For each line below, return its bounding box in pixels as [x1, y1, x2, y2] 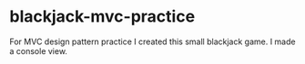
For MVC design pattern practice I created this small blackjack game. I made [9, 36, 296, 47]
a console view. [9, 45, 68, 56]
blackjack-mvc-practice [9, 6, 196, 27]
